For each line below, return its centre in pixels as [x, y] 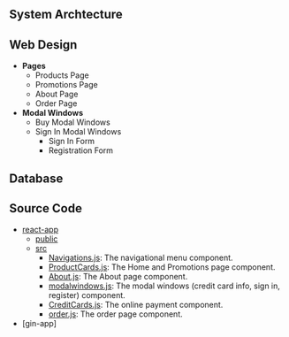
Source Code [46, 208]
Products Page [62, 75]
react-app [40, 230]
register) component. [87, 295]
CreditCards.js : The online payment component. [136, 305]
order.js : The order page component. [115, 314]
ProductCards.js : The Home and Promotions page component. [162, 267]
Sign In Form [72, 142]
